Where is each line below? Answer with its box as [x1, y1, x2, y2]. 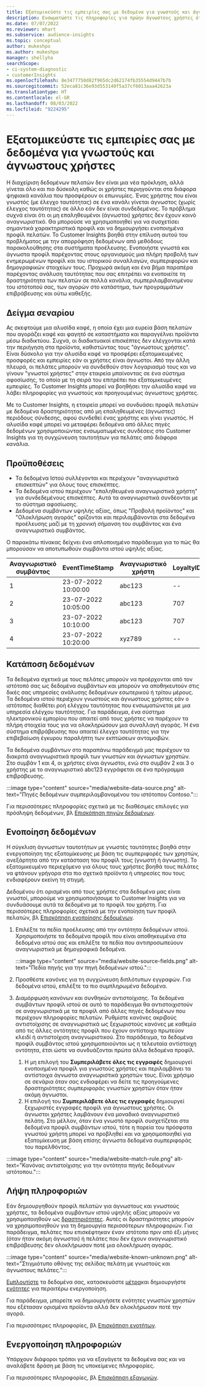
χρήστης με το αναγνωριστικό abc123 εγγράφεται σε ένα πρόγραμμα [6, 765, 184, 773]
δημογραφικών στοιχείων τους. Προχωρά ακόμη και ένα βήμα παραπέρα [6, 264, 193, 271]
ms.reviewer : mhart [6, 26, 56, 33]
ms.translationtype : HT [6, 89, 67, 95]
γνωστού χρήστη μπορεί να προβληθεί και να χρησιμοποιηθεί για [24, 1130, 192, 1137]
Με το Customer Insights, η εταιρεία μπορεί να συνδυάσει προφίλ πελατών [6, 401, 199, 408]
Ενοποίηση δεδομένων [6, 827, 96, 837]
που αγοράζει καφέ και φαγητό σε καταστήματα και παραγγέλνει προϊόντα [6, 330, 199, 338]
